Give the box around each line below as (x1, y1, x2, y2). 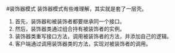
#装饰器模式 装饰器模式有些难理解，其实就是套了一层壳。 (6, 5, 148, 12)
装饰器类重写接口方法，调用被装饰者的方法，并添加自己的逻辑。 (14, 33, 172, 40)
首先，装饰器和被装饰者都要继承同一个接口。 (14, 18, 125, 25)
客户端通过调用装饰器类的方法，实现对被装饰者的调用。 (14, 40, 151, 47)
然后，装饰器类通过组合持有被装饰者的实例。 (14, 26, 125, 32)
